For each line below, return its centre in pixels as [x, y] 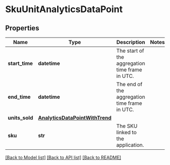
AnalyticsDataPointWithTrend [75, 118]
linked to [126, 132]
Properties [22, 28]
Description [131, 42]
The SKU [127, 126]
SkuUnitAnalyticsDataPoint [64, 9]
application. [130, 145]
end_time [19, 97]
